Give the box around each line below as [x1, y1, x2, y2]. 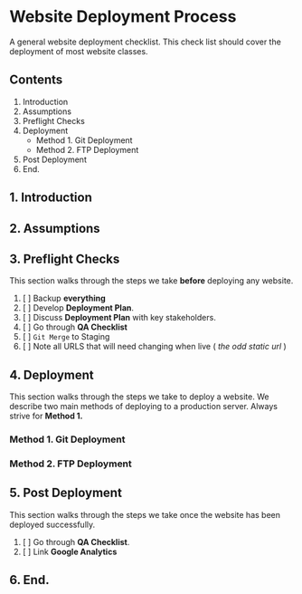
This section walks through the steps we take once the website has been [9, 509, 281, 520]
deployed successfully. [9, 519, 96, 530]
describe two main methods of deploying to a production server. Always [9, 401, 278, 412]
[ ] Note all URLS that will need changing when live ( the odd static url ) [22, 341, 287, 352]
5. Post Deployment [9, 485, 122, 501]
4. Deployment [9, 367, 95, 382]
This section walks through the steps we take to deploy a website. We [9, 391, 269, 402]
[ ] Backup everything [22, 292, 106, 304]
